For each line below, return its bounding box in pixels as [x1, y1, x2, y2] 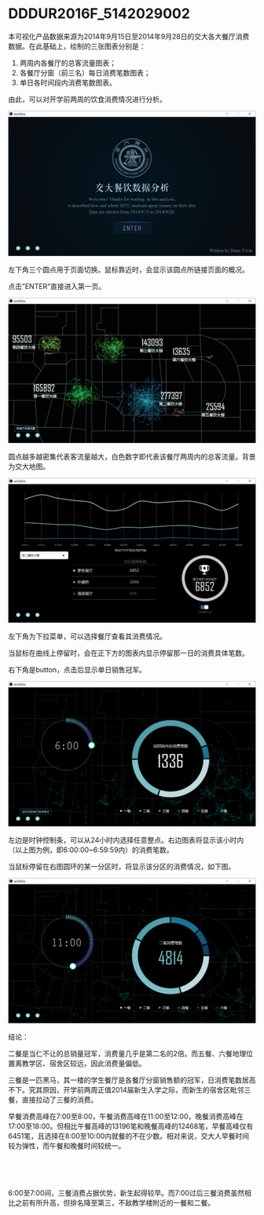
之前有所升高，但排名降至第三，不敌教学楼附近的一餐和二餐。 [14, 1198, 214, 1207]
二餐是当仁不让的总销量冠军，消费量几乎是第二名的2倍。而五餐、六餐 [8, 1048, 233, 1058]
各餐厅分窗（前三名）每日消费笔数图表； [19, 68, 151, 77]
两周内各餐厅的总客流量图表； [19, 58, 116, 68]
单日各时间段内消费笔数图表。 [19, 78, 116, 87]
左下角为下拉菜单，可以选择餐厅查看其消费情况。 [8, 631, 167, 641]
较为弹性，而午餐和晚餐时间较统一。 [8, 1140, 126, 1151]
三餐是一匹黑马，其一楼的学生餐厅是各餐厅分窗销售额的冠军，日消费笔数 [8, 1075, 242, 1085]
